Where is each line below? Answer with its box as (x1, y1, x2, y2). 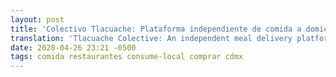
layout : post (10, 14, 65, 25)
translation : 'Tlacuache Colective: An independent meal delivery (10, 33, 293, 43)
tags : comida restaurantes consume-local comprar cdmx (10, 52, 244, 62)
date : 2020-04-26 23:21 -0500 (10, 42, 137, 53)
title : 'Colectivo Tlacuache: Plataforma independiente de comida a (10, 24, 302, 34)
